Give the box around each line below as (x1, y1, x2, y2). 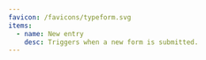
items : (8, 21, 33, 30)
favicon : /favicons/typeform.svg (8, 12, 132, 22)
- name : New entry (16, 29, 85, 38)
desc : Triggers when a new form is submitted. (24, 37, 199, 47)
